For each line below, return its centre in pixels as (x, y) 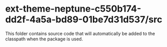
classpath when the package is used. (44, 39)
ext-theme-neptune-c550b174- (73, 9)
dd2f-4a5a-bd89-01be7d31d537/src (84, 19)
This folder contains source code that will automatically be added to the (80, 33)
